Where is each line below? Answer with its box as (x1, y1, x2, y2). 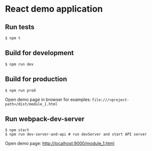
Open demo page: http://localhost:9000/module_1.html (5, 140, 114, 147)
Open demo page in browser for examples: (5, 96, 91, 102)
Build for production (5, 75, 67, 83)
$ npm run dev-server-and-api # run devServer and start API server (5, 132, 147, 137)
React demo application (5, 3, 103, 15)
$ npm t (5, 36, 21, 40)
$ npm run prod (5, 88, 36, 93)
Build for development (5, 49, 74, 57)
